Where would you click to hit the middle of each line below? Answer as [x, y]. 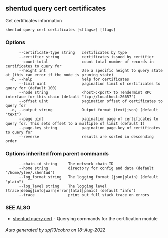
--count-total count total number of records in [86, 62]
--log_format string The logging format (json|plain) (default [88, 177]
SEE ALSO [18, 208]
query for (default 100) [31, 88]
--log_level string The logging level [63, 186]
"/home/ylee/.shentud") [30, 173]
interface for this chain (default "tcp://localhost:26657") [71, 97]
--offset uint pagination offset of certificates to [91, 101]
